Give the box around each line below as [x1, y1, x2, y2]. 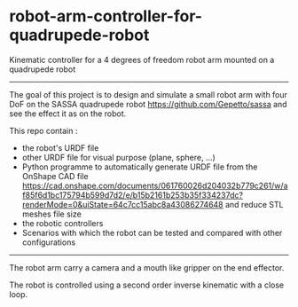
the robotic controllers [21, 217, 104, 228]
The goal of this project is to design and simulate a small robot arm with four [9, 89, 288, 99]
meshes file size [21, 209, 82, 219]
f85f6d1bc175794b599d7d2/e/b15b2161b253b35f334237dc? [21, 189, 244, 201]
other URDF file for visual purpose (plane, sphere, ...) [21, 152, 216, 162]
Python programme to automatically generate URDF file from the [21, 161, 258, 172]
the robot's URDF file [21, 142, 99, 153]
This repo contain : [9, 125, 78, 136]
